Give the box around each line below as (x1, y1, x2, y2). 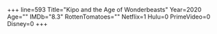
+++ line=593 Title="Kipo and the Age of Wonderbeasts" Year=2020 (7, 6, 202, 13)
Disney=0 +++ (7, 20, 48, 27)
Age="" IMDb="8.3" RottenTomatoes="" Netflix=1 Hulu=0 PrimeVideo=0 (7, 13, 211, 21)
